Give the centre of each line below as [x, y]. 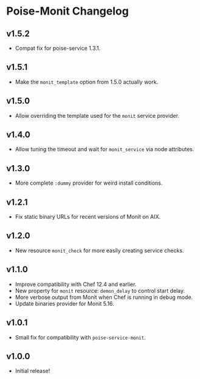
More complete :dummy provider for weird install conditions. [89, 183]
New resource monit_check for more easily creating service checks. [99, 250]
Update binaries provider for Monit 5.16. [64, 303]
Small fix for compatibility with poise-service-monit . [80, 337]
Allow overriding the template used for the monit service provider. [97, 115]
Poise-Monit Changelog [67, 11]
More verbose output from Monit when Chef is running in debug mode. [104, 297]
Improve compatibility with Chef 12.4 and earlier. [76, 284]
